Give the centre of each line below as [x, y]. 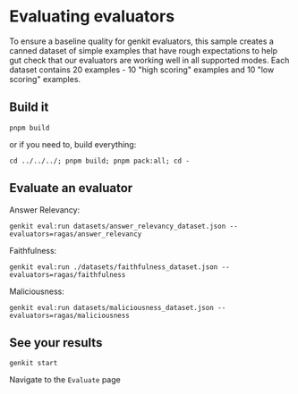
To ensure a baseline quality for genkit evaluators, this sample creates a [142, 41]
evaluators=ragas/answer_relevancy [76, 234]
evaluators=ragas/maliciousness [69, 315]
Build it [29, 108]
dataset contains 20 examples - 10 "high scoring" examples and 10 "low [142, 70]
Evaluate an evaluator [71, 188]
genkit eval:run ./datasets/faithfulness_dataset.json [114, 267]
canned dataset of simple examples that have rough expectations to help [144, 50]
